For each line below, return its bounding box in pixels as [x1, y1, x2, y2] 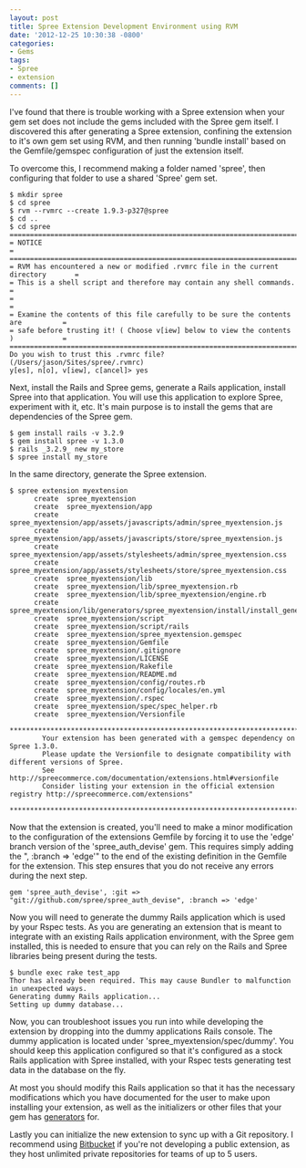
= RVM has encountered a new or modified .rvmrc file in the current [9, 262, 280, 271]
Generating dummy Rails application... [9, 992, 161, 1001]
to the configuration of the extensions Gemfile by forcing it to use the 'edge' [9, 831, 294, 842]
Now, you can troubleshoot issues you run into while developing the [9, 1016, 264, 1027]
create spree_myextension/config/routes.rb [33, 677, 206, 687]
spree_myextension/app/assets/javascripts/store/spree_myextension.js [9, 534, 283, 543]
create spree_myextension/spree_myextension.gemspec [33, 630, 243, 639]
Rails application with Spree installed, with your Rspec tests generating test [9, 1055, 291, 1066]
